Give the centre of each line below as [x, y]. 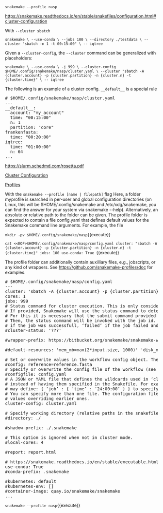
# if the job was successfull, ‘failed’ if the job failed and [82, 326]
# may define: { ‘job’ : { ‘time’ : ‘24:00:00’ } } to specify [82, 389]
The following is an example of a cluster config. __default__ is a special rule [81, 89]
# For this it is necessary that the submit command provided [81, 316]
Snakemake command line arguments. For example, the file [64, 225]
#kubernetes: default [31, 482]
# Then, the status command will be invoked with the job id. [81, 321]
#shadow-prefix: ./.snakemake [41, 428]
